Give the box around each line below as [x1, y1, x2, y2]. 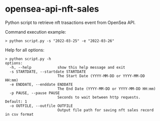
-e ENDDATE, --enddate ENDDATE [9, 82, 73, 87]
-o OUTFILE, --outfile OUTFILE [9, 103, 73, 108]
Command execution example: [5, 29, 66, 35]
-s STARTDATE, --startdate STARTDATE [9, 69, 86, 74]
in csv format [5, 112, 34, 117]
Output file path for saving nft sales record [57, 107, 154, 113]
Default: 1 [5, 99, 27, 104]
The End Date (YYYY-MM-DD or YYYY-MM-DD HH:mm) [57, 86, 156, 91]
